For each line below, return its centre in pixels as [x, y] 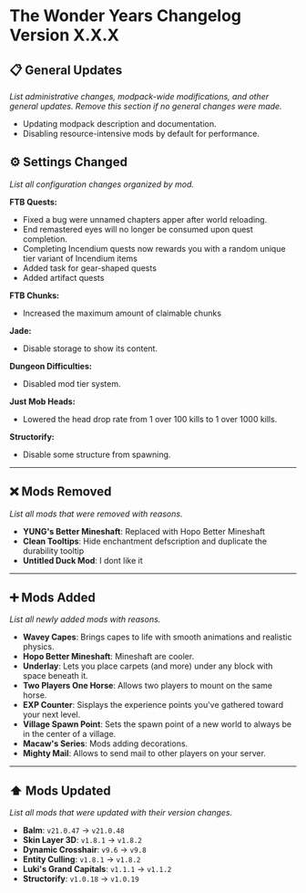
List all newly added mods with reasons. [85, 619]
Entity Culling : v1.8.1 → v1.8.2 [82, 859]
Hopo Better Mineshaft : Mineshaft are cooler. [108, 657]
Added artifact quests [63, 277]
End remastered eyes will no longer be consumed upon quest [138, 229]
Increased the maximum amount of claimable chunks [122, 313]
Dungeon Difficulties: [51, 366]
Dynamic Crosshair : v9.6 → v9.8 [85, 850]
